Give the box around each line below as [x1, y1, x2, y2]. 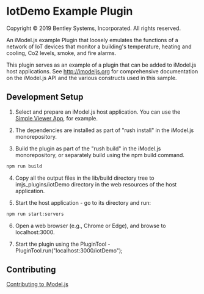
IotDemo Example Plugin [6, 4, 133, 18]
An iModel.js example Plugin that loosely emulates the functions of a [6, 36, 178, 43]
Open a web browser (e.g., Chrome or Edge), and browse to [15, 222, 166, 229]
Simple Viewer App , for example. [15, 114, 98, 122]
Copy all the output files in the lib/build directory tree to [15, 174, 155, 182]
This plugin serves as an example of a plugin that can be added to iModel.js [6, 61, 197, 68]
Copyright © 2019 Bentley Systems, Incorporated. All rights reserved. [6, 24, 181, 32]
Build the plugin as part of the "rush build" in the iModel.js [15, 145, 161, 152]
